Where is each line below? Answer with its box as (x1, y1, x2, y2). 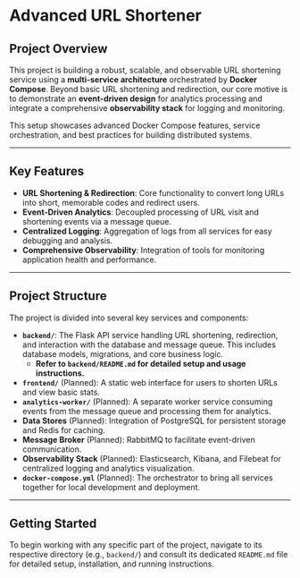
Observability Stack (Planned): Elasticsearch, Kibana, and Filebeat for (21, 453, 281, 463)
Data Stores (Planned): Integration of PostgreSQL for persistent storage (21, 415, 287, 426)
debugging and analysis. (21, 234, 113, 246)
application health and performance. (21, 254, 157, 265)
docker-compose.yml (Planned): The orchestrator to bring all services (21, 472, 274, 483)
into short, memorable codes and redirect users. (21, 197, 201, 208)
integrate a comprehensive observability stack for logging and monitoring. (9, 103, 286, 113)
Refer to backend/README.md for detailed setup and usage (35, 358, 246, 369)
